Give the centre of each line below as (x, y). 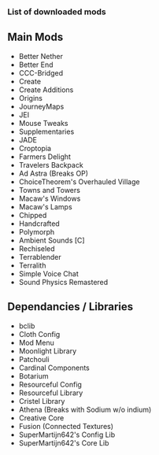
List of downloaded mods (57, 12)
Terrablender (40, 257)
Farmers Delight (45, 157)
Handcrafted (39, 224)
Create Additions (46, 90)
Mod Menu (36, 342)
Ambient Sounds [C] (52, 240)
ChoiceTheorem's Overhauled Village (79, 181)
